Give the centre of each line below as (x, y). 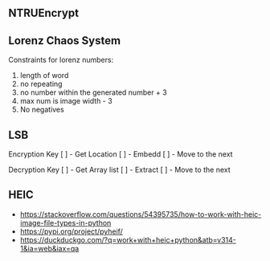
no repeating (41, 84)
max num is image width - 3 (66, 101)
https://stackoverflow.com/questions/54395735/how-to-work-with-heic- (141, 214)
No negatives (42, 110)
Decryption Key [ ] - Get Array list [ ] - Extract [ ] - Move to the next (119, 170)
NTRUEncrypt (43, 13)
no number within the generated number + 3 (93, 92)
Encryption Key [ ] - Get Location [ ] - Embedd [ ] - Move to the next (121, 154)
